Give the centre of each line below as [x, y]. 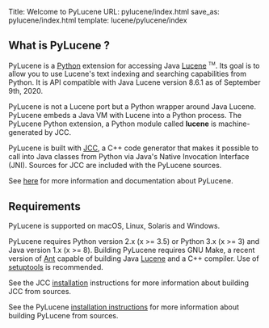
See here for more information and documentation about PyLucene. [121, 181]
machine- [234, 124]
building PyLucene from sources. [63, 316]
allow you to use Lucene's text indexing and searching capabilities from [128, 74]
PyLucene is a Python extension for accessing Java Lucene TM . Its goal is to [134, 65]
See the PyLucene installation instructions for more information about [124, 307]
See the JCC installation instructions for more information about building [128, 283]
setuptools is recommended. [56, 267]
